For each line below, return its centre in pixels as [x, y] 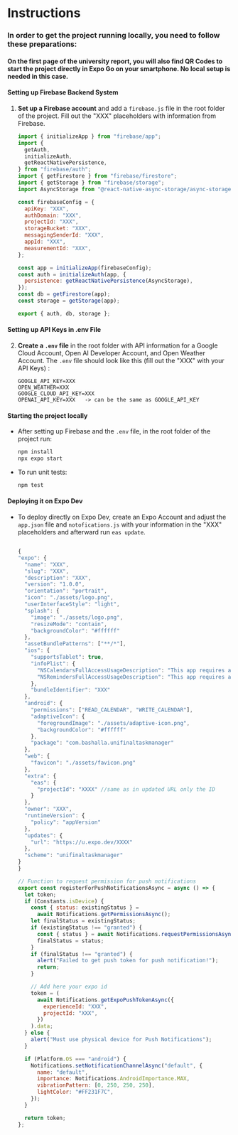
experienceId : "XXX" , [76, 1006]
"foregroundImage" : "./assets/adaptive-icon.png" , [113, 723]
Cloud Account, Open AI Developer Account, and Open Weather [112, 353]
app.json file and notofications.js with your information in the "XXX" [120, 525]
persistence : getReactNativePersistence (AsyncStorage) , [109, 281]
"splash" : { [42, 610]
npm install [35, 452]
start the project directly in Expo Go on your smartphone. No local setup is [119, 68]
